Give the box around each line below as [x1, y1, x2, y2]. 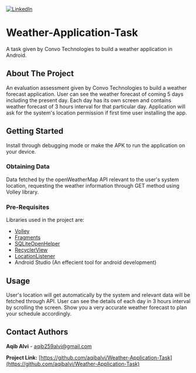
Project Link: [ [6, 354, 41, 361]
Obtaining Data [6, 162, 50, 171]
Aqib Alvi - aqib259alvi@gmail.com [6, 343, 92, 350]
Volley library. [6, 188, 39, 195]
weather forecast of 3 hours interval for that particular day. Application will [6, 103, 185, 110]
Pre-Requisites [6, 203, 50, 211]
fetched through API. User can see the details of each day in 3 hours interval [6, 297, 191, 304]
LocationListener [14, 253, 56, 260]
